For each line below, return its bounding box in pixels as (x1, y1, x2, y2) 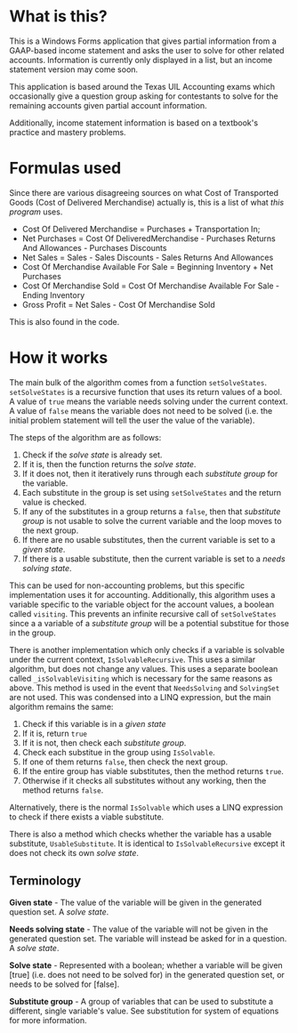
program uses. (9, 206, 63, 217)
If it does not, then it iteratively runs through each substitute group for (21, 468, 278, 479)
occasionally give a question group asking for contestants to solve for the (9, 91, 278, 101)
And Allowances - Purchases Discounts (21, 242, 167, 253)
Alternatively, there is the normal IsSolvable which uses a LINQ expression (9, 802, 284, 812)
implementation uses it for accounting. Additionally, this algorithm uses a (9, 589, 276, 600)
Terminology (9, 874, 82, 889)
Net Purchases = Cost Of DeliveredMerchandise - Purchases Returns (21, 233, 276, 244)
